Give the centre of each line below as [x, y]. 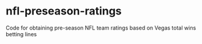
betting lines [21, 34]
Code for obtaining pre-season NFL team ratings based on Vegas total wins [101, 28]
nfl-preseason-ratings [64, 11]
